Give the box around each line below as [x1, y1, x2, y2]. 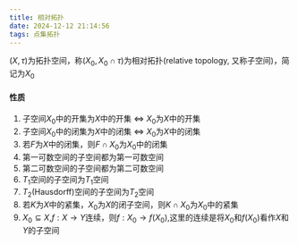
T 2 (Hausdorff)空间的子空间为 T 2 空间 [21, 187, 155, 199]
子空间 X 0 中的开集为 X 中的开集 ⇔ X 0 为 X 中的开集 [21, 114, 201, 126]
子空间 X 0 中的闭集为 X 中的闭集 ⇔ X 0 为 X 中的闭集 [21, 126, 201, 139]
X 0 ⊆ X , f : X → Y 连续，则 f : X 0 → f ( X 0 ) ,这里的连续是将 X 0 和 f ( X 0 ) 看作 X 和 [21, 212, 289, 224]
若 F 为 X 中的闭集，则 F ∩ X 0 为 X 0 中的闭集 [21, 139, 168, 152]
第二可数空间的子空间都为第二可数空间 [21, 163, 164, 173]
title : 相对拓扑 [9, 13, 64, 22]
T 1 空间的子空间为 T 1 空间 [21, 173, 109, 187]
